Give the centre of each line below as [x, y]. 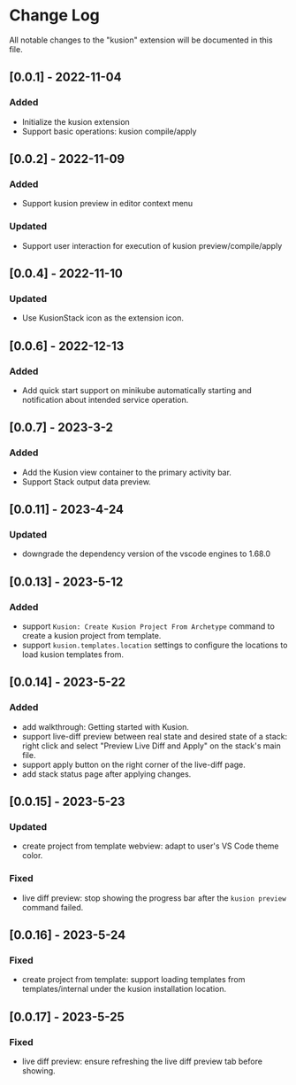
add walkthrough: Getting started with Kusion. [106, 726]
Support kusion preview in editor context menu [107, 204]
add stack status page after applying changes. [106, 774]
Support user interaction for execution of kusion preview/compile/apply [152, 245]
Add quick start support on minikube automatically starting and [137, 390]
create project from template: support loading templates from [133, 980]
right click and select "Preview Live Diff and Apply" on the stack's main [151, 746]
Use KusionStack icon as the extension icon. [102, 318]
